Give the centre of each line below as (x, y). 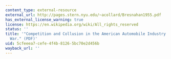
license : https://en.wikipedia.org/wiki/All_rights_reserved (72, 24)
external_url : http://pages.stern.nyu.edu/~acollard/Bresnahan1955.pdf (83, 15)
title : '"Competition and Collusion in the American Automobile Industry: (87, 34)
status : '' (17, 29)
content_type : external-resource (41, 10)
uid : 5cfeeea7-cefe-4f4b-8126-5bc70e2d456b (52, 44)
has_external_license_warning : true (44, 19)
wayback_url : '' (23, 48)
